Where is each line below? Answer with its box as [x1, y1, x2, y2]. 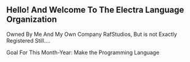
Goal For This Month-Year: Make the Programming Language [6, 49, 160, 56]
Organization [6, 15, 57, 25]
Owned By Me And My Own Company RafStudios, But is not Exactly [6, 30, 177, 38]
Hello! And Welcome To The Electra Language [6, 5, 185, 15]
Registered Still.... [6, 36, 51, 44]
